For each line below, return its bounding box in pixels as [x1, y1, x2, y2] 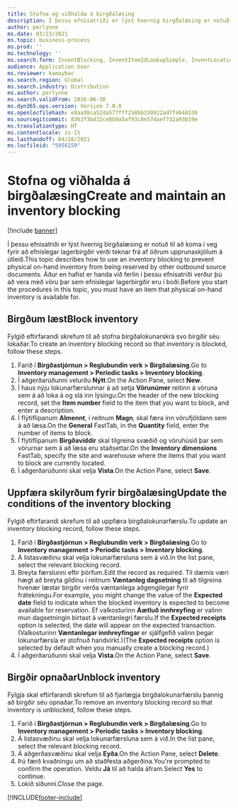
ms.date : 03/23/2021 [7, 30, 69, 38]
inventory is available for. [7, 293, 80, 301]
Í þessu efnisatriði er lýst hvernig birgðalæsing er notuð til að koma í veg [7, 240, 217, 249]
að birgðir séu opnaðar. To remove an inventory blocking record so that [7, 697, 212, 706]
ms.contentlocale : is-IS [7, 129, 81, 136]
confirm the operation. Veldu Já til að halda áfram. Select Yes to [17, 764, 203, 773]
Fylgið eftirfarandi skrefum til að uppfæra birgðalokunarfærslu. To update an [7, 517, 228, 525]
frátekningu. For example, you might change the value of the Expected [17, 590, 223, 599]
